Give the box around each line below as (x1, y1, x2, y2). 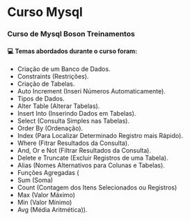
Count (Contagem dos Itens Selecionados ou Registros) (17, 183, 177, 192)
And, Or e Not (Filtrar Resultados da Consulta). (17, 146, 152, 155)
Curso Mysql (7, 4, 84, 20)
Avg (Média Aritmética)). (17, 206, 88, 214)
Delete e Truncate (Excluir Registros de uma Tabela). (17, 154, 168, 162)
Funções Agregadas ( (17, 169, 79, 177)
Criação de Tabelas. (17, 79, 75, 88)
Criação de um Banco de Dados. (17, 65, 111, 73)
